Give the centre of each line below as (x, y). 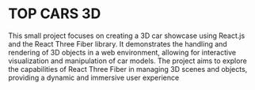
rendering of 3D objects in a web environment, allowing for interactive (122, 52)
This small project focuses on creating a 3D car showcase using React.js (127, 36)
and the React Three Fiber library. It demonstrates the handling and (118, 43)
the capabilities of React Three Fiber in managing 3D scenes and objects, (128, 69)
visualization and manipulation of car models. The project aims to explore (127, 61)
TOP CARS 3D (55, 14)
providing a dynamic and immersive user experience (94, 77)
